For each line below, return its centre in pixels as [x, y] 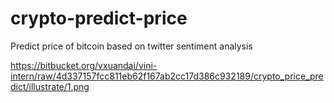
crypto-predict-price [99, 18]
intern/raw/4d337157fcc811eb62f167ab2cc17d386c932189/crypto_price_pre [167, 76]
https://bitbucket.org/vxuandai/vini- [84, 65]
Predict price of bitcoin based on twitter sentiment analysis [131, 46]
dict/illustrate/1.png [50, 86]
